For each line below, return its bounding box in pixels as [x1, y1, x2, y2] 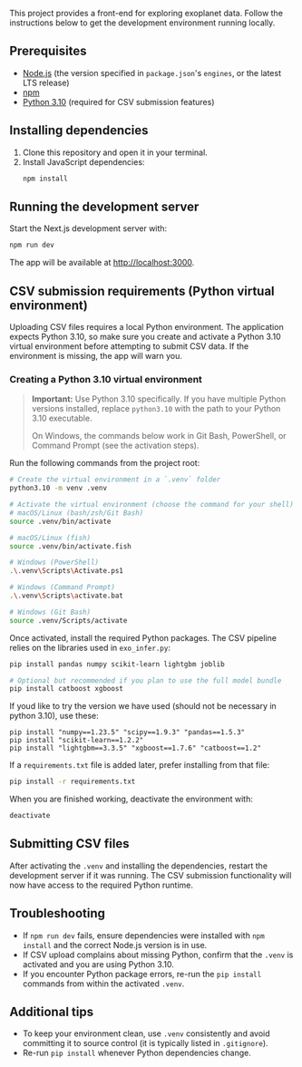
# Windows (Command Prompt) [9, 583, 116, 592]
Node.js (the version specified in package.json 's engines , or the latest [22, 67, 281, 78]
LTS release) [22, 77, 70, 88]
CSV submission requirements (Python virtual [9, 283, 275, 298]
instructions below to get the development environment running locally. [9, 17, 276, 28]
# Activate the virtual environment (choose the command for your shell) [9, 500, 295, 509]
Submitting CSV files [9, 836, 130, 851]
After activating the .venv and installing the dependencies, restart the [9, 860, 268, 871]
